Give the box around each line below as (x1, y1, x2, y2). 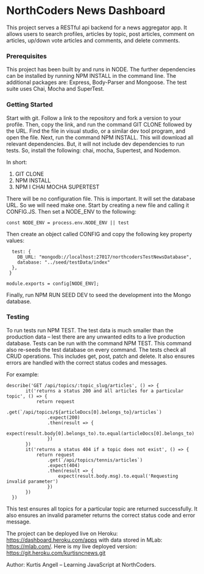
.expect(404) (47, 462, 80, 469)
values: (6, 237, 24, 244)
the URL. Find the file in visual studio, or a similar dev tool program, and (6, 127, 186, 135)
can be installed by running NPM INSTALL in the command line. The (6, 72, 177, 80)
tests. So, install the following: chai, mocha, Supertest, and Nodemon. (6, 147, 181, 154)
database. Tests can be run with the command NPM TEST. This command (6, 339, 192, 347)
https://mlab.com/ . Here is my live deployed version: (6, 542, 138, 550)
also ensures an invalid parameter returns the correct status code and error (6, 511, 195, 519)
